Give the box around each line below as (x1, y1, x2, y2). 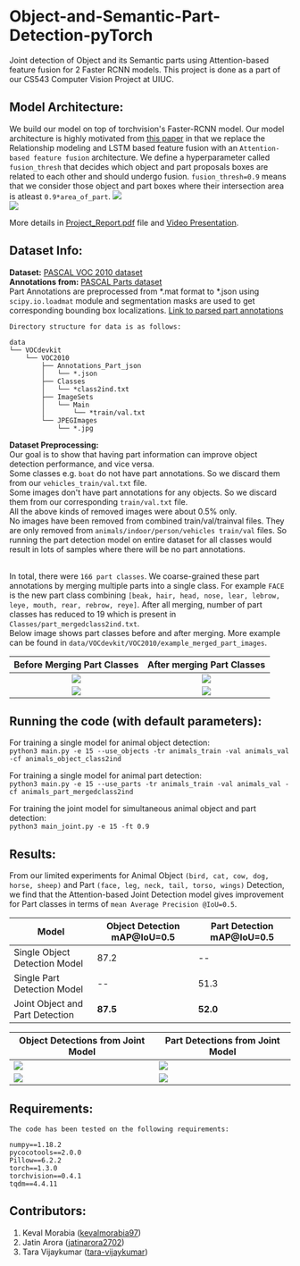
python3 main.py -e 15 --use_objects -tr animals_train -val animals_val (9, 747, 290, 756)
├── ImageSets (41, 392, 94, 401)
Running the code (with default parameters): (9, 713, 262, 729)
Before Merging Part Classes (13, 658, 139, 671)
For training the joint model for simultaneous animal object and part (9, 803, 257, 814)
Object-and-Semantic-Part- (9, 6, 221, 27)
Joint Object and (13, 998, 83, 1010)
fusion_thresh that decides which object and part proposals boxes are (9, 161, 269, 172)
